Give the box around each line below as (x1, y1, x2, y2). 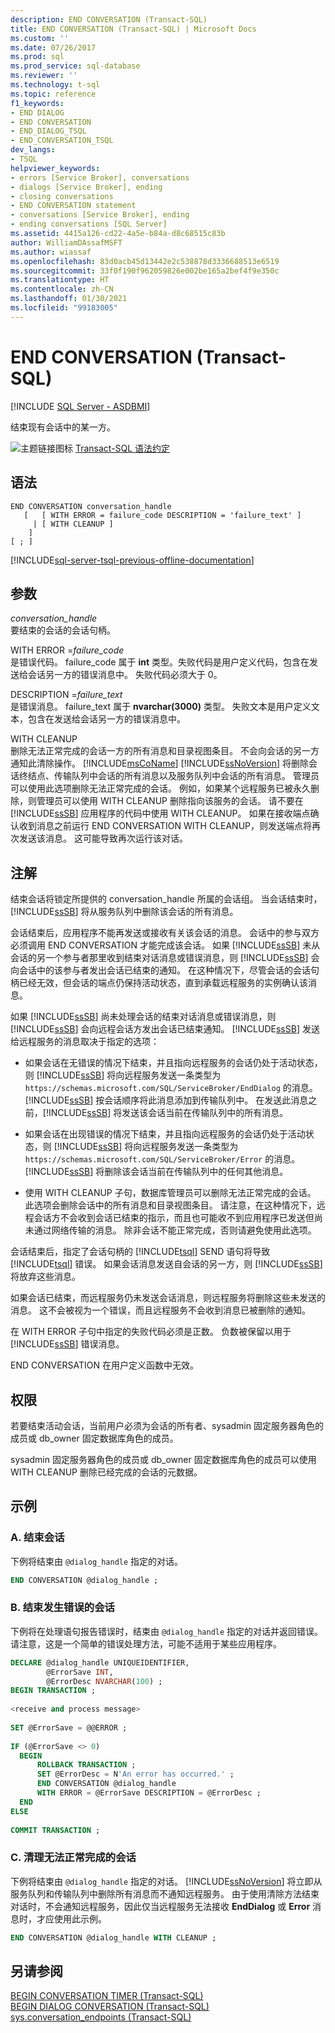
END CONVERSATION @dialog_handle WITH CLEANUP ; (10, 1932, 217, 1943)
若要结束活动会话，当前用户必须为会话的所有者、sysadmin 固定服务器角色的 (10, 1419, 324, 1431)
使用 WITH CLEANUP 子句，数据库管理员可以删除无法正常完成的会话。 (24, 1187, 317, 1199)
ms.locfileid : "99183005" (10, 303, 118, 313)
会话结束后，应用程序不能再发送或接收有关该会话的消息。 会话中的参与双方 (10, 927, 320, 939)
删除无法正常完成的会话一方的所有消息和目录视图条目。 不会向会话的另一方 (10, 745, 320, 757)
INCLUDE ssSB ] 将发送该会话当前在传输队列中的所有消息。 (48, 1107, 289, 1119)
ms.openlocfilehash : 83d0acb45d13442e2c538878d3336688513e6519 (10, 256, 280, 266)
